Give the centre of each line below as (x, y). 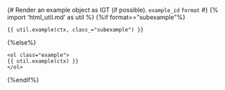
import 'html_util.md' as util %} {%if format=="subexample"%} (96, 17)
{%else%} (22, 43)
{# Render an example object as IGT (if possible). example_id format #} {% (113, 10)
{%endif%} (23, 80)
